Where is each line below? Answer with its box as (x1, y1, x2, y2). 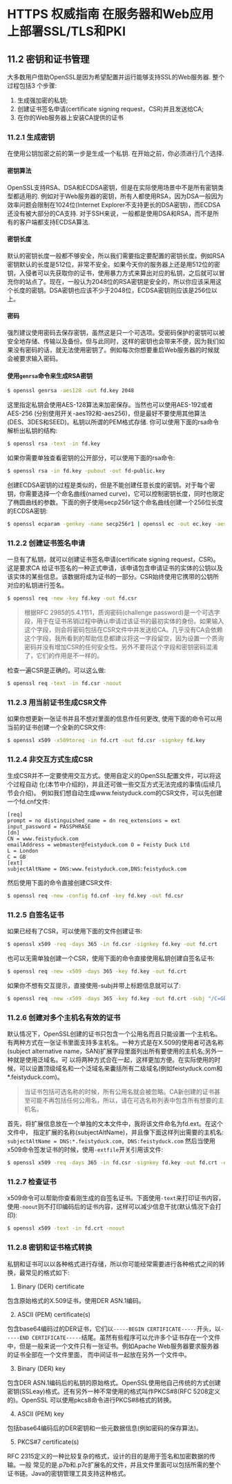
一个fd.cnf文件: (7, 797, 50, 806)
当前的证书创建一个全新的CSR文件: (7, 723, 106, 731)
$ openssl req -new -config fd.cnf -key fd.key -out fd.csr (7, 893, 184, 900)
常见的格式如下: (25, 1268, 70, 1277)
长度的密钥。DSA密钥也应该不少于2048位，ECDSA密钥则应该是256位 (12, 286, 212, 294)
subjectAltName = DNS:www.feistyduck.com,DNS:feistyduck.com (7, 866, 187, 873)
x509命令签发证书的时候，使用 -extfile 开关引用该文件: (7, 1145, 164, 1154)
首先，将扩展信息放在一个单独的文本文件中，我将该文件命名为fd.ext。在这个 (7, 1120, 223, 1128)
